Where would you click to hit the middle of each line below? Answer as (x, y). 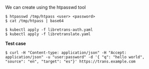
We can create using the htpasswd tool (46, 7)
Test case (16, 43)
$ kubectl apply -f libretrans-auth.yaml (49, 30)
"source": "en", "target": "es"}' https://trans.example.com (70, 61)
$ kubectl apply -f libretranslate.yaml (48, 34)
